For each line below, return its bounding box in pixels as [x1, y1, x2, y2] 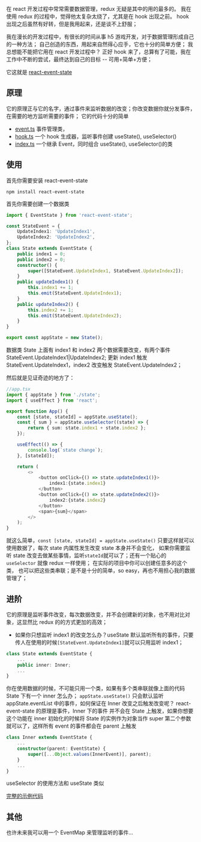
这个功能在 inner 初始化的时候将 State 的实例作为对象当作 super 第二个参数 [6, 715, 191, 722]
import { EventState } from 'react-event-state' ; [6, 212, 133, 218]
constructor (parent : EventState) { [17, 746, 106, 752]
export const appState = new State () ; [6, 335, 103, 341]
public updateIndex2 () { [17, 301, 79, 307]
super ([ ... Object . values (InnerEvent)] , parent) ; [28, 751, 152, 757]
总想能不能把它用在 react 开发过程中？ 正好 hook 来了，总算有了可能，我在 [6, 48, 191, 55]
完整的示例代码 [6, 793, 43, 800]
